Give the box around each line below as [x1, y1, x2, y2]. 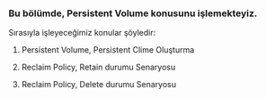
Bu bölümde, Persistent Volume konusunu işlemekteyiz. [8, 7, 258, 20]
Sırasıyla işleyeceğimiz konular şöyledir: [8, 28, 156, 38]
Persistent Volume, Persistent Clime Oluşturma [21, 45, 195, 55]
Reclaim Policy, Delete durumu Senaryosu [21, 79, 177, 90]
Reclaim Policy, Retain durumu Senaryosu [21, 61, 176, 73]
